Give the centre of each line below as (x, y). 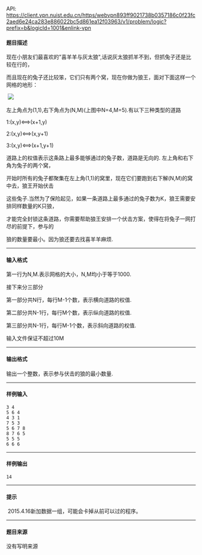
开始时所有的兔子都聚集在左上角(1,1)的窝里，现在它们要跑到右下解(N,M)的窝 (99, 178)
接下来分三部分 (25, 287)
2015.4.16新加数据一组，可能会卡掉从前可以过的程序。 (74, 511)
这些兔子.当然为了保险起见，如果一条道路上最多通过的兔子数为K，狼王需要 (98, 199)
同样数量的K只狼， (34, 206)
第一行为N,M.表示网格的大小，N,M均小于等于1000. (69, 274)
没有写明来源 (22, 546)
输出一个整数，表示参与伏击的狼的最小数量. (60, 374)
